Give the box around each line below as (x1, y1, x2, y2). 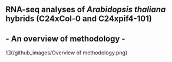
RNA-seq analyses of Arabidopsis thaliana (5, 5, 166, 15)
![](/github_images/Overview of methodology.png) (5, 49, 128, 56)
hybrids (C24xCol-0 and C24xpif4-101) (5, 14, 153, 24)
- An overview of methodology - (5, 33, 125, 43)
